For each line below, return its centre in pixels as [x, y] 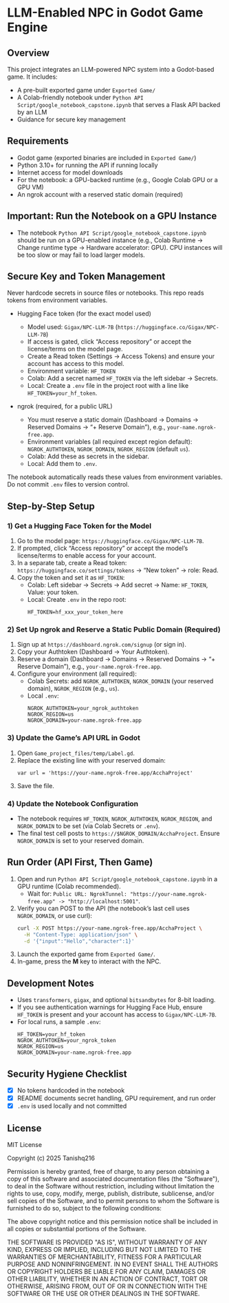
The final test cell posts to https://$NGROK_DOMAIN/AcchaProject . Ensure [118, 834]
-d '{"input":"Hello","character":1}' [79, 941]
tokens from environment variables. [57, 300]
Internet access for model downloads [70, 172]
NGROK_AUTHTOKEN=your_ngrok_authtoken [83, 709]
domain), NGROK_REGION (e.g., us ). [73, 689]
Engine [28, 27]
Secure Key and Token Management [86, 276]
